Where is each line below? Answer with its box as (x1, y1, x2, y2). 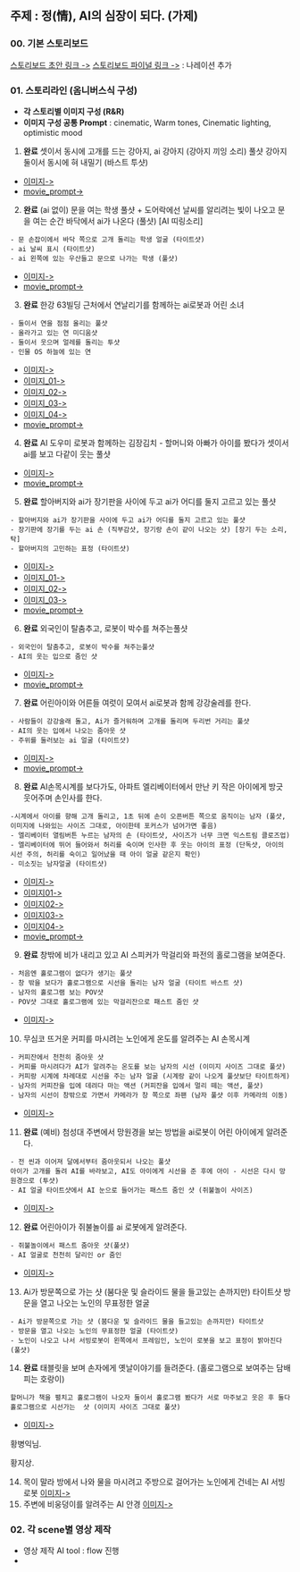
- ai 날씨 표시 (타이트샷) (10, 244, 96, 253)
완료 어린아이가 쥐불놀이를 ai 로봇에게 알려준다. (22, 1221, 187, 1232)
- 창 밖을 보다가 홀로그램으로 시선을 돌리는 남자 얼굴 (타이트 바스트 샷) (10, 978, 244, 987)
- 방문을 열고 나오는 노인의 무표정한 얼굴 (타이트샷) (10, 1326, 179, 1335)
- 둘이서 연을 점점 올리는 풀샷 (10, 318, 108, 328)
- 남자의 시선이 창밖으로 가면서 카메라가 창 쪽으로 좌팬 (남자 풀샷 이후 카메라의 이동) (10, 1090, 288, 1100)
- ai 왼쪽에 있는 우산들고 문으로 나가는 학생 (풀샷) (10, 254, 179, 263)
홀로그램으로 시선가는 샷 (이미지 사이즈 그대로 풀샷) (10, 1402, 181, 1411)
